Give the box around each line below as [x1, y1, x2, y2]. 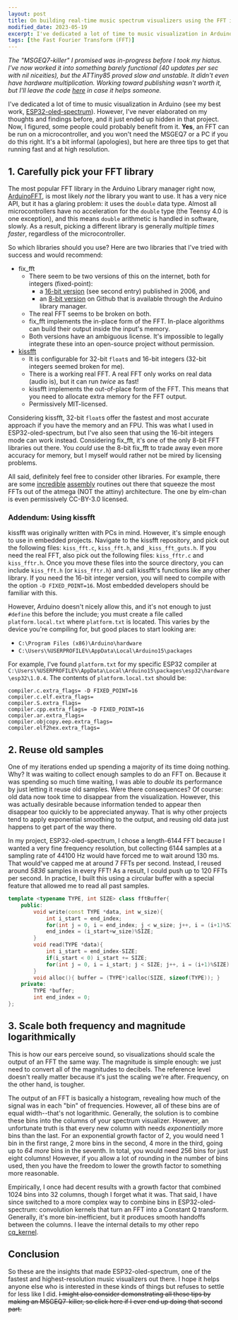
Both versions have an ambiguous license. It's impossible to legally [28, 332, 224, 340]
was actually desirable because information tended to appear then [8, 800, 201, 809]
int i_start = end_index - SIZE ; [45, 948, 138, 955]
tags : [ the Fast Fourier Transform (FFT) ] [8, 37, 135, 44]
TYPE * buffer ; [33, 987, 75, 994]
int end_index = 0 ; [33, 994, 91, 1002]
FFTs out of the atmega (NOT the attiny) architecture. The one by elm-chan [8, 487, 227, 495]
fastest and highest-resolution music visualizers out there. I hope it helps [8, 1275, 220, 1283]
